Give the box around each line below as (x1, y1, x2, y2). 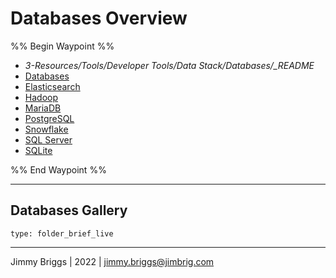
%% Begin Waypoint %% (10, 40, 115, 52)
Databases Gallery (10, 202, 128, 219)
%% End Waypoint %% (10, 163, 107, 176)
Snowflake (24, 123, 69, 135)
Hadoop (24, 91, 58, 103)
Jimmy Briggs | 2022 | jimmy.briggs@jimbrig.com (10, 255, 215, 267)
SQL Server (24, 133, 73, 146)
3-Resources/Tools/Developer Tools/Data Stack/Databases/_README (24, 59, 315, 71)
